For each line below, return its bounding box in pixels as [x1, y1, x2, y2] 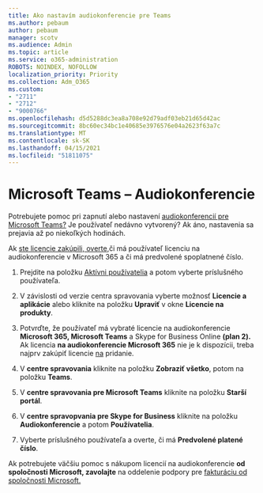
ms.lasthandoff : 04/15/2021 [8, 144, 101, 152]
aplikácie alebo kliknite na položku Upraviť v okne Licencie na [19, 300, 224, 309]
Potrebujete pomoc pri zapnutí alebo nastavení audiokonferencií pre [8, 211, 229, 222]
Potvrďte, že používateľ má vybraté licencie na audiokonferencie [19, 324, 231, 333]
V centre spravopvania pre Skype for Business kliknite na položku [19, 411, 239, 421]
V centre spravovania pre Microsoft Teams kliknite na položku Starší [19, 388, 247, 397]
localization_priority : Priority [8, 70, 118, 78]
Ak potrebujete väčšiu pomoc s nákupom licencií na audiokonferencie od [8, 459, 246, 468]
